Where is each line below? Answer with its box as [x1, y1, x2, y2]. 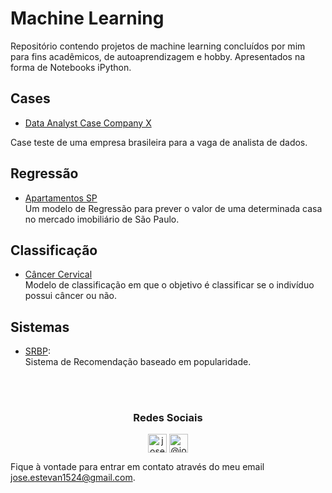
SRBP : [24, 345, 51, 357]
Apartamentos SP [24, 192, 98, 204]
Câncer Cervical [24, 268, 93, 281]
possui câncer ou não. [24, 290, 117, 302]
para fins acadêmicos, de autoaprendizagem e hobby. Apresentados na [10, 50, 306, 62]
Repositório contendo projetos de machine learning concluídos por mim [10, 40, 306, 52]
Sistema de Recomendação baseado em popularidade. [24, 356, 252, 368]
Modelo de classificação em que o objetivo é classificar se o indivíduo [24, 279, 315, 291]
